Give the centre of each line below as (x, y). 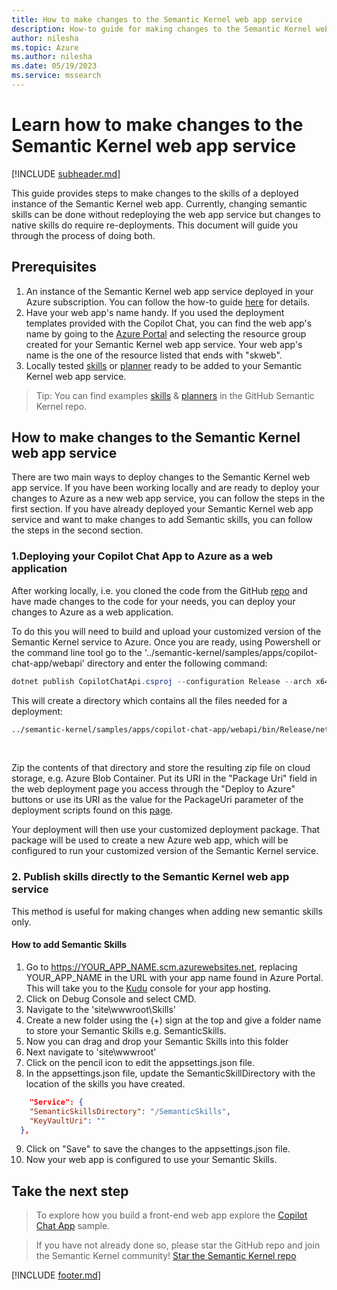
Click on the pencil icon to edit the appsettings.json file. (140, 1062)
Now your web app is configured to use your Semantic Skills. (151, 1160)
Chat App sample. (73, 1226)
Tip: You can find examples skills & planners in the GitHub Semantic (175, 395)
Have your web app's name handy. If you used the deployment (155, 312)
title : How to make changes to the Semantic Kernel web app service (157, 19)
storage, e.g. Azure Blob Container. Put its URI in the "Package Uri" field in (164, 778)
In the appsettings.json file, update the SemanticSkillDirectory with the (170, 1073)
